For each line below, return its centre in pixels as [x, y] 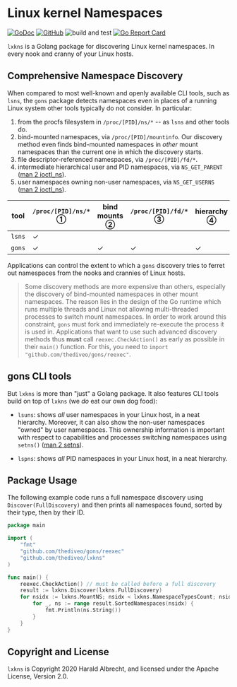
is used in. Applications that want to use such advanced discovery [121, 331]
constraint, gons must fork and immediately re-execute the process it [124, 324]
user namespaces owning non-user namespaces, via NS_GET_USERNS [116, 182]
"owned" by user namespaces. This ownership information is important [121, 430]
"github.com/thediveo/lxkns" [63, 558]
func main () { [28, 577]
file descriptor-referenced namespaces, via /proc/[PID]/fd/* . [108, 159]
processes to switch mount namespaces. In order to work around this [126, 317]
